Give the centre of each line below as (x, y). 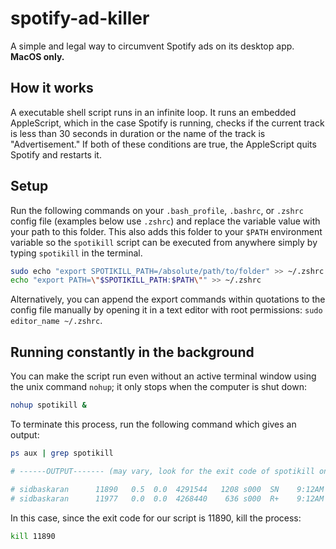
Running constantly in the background (132, 352)
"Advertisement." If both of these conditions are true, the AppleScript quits (163, 144)
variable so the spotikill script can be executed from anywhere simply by (164, 242)
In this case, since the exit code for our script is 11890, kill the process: (156, 518)
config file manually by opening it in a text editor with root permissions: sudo (166, 310)
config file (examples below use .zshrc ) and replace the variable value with (165, 221)
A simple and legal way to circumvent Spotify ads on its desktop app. (152, 46)
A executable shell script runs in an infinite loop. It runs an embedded (153, 112)
